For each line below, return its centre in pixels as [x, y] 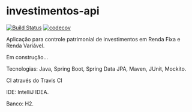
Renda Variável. [25, 46]
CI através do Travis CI [34, 80]
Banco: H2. [20, 104]
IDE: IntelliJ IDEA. [28, 92]
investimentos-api [53, 11]
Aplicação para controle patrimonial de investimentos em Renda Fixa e [93, 39]
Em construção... [27, 57]
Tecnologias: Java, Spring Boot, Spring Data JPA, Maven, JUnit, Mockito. [96, 69]
